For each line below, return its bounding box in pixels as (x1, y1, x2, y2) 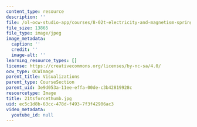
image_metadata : (6, 36, 46, 42)
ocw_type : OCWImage (6, 68, 54, 74)
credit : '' (11, 47, 38, 53)
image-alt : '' (11, 52, 46, 58)
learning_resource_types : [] (6, 57, 77, 63)
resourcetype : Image (6, 90, 57, 96)
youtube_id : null (11, 112, 54, 118)
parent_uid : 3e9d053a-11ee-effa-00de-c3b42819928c (6, 85, 133, 91)
